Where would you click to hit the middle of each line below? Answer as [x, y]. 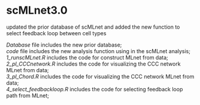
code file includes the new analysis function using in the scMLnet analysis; [98, 51]
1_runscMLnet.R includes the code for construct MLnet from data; [87, 57]
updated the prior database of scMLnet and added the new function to [93, 27]
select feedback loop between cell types [56, 33]
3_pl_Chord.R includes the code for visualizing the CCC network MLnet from [100, 76]
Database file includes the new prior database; [64, 45]
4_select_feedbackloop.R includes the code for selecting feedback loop [95, 89]
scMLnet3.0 [37, 10]
